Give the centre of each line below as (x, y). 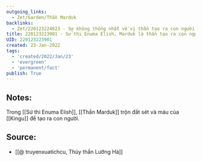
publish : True (24, 73)
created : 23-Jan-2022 (33, 46)
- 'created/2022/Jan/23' (43, 56)
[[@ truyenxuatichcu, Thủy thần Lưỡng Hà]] (69, 151)
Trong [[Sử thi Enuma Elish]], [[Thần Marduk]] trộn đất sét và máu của (93, 112)
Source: (21, 137)
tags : (13, 51)
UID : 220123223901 (29, 40)
